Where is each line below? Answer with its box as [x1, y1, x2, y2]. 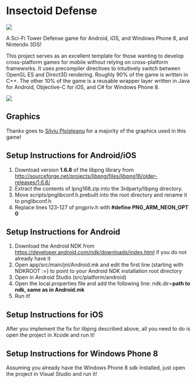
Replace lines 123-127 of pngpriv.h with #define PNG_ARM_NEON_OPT [14, 204, 189, 211]
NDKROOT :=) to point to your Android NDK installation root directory [14, 268, 182, 275]
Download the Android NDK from [14, 242, 95, 249]
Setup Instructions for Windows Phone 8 [6, 348, 158, 358]
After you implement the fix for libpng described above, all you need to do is [6, 325, 191, 332]
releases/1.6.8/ [14, 178, 51, 186]
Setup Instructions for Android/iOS [6, 151, 137, 161]
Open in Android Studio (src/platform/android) [14, 274, 127, 281]
